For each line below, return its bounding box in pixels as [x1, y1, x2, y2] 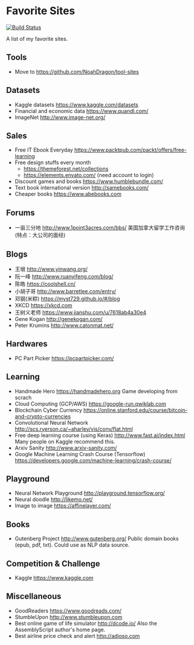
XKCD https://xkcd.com [14, 302, 73, 309]
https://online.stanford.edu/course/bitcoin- [83, 406, 188, 413]
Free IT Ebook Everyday [14, 146, 73, 153]
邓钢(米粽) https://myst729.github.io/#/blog [14, 295, 120, 302]
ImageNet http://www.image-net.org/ [14, 114, 105, 121]
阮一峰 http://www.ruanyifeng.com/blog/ [14, 273, 114, 280]
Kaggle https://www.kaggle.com [14, 575, 93, 582]
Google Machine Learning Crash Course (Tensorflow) [14, 450, 146, 457]
